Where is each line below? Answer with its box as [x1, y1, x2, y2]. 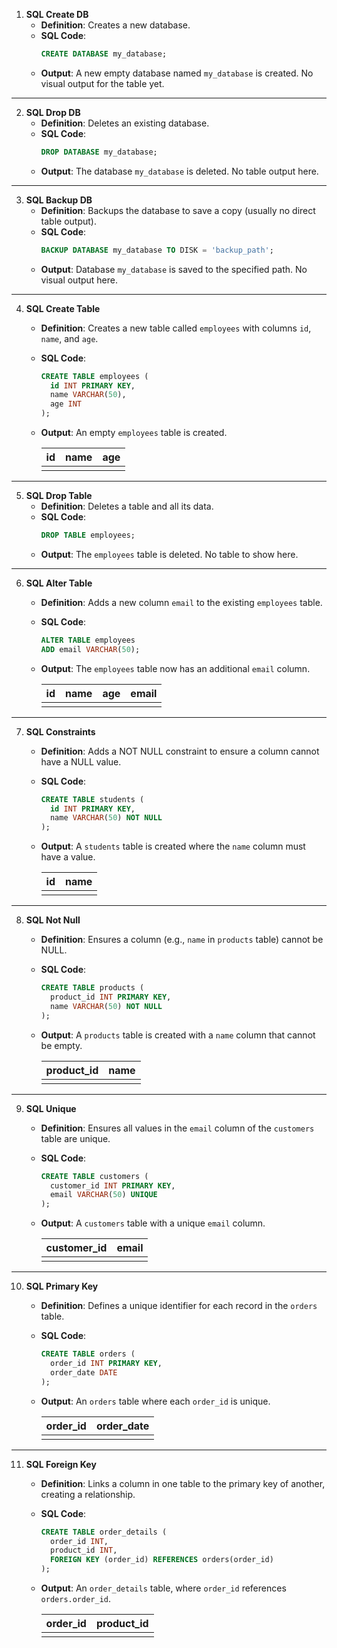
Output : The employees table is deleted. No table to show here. [40, 548, 299, 560]
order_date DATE [49, 1367, 118, 1378]
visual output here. [40, 274, 119, 286]
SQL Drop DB [25, 106, 81, 118]
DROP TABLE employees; [40, 530, 136, 540]
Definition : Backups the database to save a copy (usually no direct [40, 204, 316, 216]
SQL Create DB [25, 9, 89, 20]
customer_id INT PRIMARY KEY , [49, 1180, 176, 1191]
